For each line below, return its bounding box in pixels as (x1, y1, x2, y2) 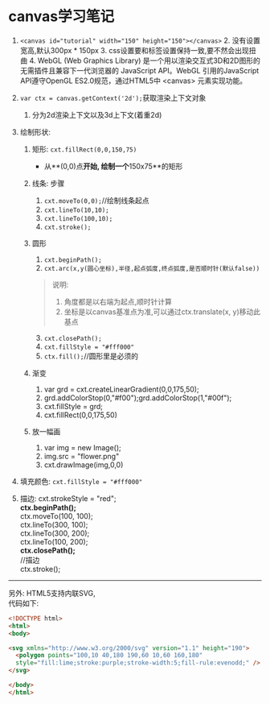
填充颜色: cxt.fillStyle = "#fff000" (19, 476, 143, 486)
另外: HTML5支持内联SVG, (8, 588, 96, 598)
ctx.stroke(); (19, 564, 61, 574)
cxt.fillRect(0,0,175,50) (43, 410, 118, 420)
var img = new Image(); (43, 442, 122, 452)
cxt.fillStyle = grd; (43, 401, 103, 411)
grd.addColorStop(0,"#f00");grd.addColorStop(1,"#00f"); (43, 392, 232, 403)
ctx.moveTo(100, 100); (19, 511, 94, 520)
